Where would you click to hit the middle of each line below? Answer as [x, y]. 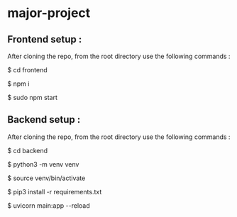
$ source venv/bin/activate [46, 178]
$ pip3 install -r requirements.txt [55, 191]
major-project [49, 13]
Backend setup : [44, 119]
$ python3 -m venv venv [43, 164]
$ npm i [18, 84]
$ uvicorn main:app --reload [49, 205]
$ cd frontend [27, 70]
